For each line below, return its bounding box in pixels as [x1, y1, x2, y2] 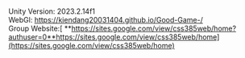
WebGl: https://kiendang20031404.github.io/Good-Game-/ [8, 15, 203, 24]
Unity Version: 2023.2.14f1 [8, 6, 95, 16]
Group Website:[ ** [8, 23, 72, 33]
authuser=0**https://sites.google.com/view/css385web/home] [8, 32, 220, 42]
